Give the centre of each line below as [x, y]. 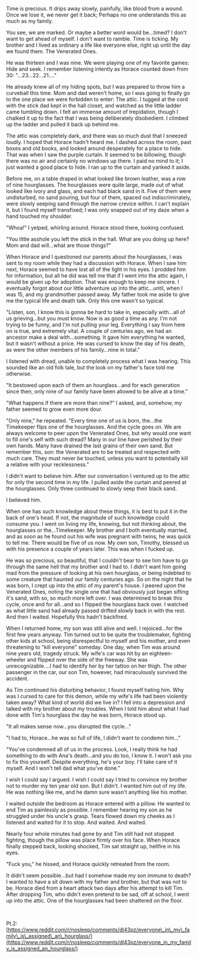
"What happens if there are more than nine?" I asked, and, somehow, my [94, 403]
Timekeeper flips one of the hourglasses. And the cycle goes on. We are [94, 427]
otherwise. [19, 374]
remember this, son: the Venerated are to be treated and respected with [93, 452]
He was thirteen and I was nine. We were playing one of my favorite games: [98, 63]
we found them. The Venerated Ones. [52, 51]
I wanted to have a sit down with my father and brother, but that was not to [97, 882]
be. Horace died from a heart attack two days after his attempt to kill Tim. [95, 888]
